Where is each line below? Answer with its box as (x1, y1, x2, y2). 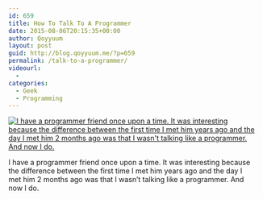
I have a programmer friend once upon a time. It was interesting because (8, 158, 251, 168)
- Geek (15, 86, 38, 95)
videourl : (8, 64, 42, 73)
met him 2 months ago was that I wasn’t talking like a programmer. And (8, 175, 244, 184)
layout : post (8, 42, 52, 50)
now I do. (8, 183, 40, 193)
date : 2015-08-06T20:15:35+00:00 (8, 27, 121, 35)
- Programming (15, 94, 63, 102)
